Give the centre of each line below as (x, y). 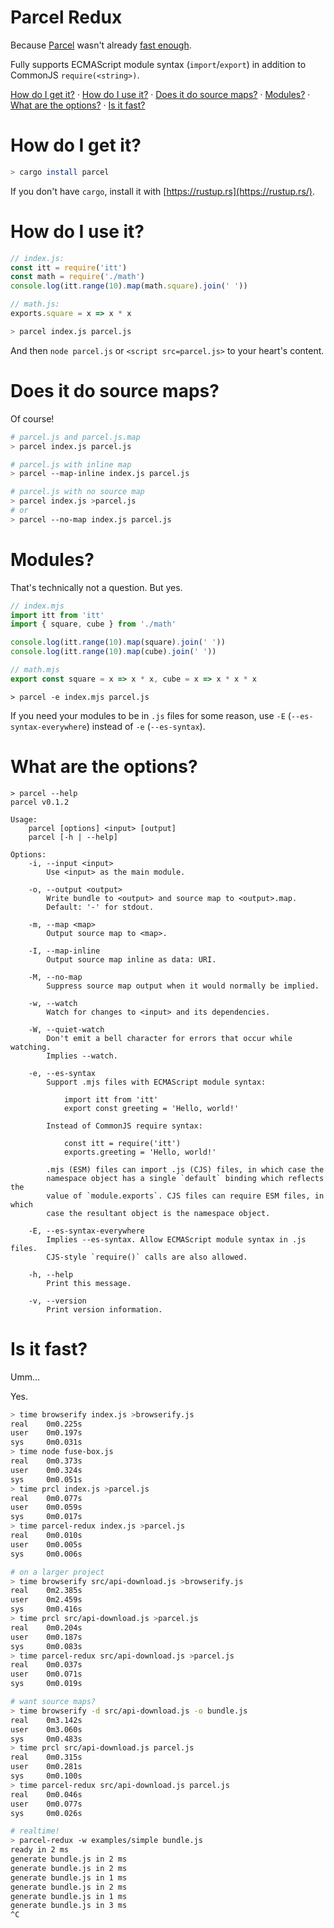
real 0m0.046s (46, 1794)
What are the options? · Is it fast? (78, 105)
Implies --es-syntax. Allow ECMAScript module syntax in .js (176, 1239)
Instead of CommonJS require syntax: (124, 1126)
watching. (31, 1047)
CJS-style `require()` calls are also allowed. (147, 1257)
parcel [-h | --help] (73, 837)
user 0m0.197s (46, 1433)
